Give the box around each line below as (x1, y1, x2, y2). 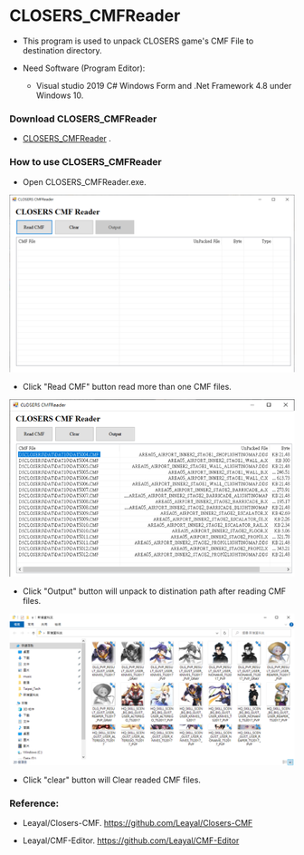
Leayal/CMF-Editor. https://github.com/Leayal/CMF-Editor (22, 835, 240, 846)
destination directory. (22, 44, 102, 55)
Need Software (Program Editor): (22, 63, 146, 73)
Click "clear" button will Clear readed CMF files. (22, 774, 202, 785)
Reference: (9, 797, 60, 810)
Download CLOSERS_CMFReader (9, 112, 157, 125)
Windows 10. (35, 90, 84, 101)
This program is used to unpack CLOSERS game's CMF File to (22, 35, 254, 46)
